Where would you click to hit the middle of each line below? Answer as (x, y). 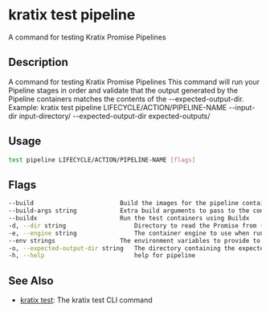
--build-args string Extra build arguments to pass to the (129, 211)
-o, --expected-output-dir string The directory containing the (122, 248)
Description (38, 62)
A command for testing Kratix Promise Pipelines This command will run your (134, 81)
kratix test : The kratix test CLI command (86, 300)
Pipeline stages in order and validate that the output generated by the (123, 90)
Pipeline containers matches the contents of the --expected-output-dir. (126, 99)
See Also (31, 280)
